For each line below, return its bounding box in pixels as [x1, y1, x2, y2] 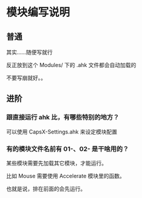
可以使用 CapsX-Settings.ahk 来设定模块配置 [6, 128, 118, 135]
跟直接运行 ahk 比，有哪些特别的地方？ [6, 113, 120, 121]
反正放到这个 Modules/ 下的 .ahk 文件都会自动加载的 [6, 62, 137, 68]
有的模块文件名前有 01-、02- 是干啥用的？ [6, 144, 129, 153]
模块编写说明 [6, 5, 71, 19]
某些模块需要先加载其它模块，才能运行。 [6, 159, 107, 167]
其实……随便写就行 [6, 49, 53, 56]
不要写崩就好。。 [6, 74, 47, 81]
